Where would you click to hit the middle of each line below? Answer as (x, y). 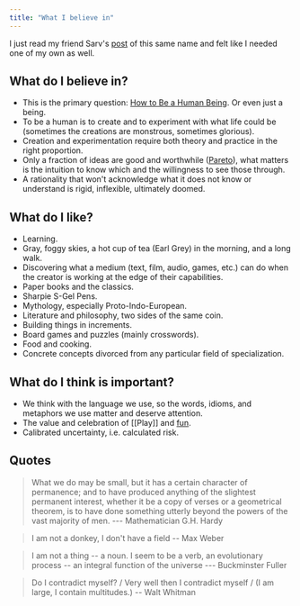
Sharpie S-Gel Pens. (60, 296)
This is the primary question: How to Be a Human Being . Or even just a (152, 103)
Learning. (40, 239)
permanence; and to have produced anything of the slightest (143, 492)
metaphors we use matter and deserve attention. (113, 413)
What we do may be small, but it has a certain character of (140, 482)
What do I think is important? (92, 382)
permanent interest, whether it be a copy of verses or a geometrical (156, 502)
